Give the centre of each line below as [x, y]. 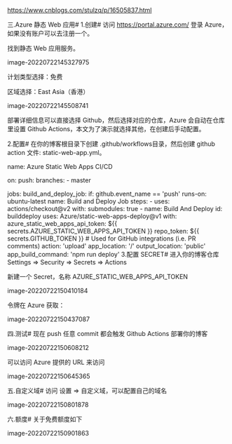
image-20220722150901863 [48, 433]
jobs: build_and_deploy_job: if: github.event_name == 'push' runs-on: [107, 194]
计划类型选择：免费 [35, 77]
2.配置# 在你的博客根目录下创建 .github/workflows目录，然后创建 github [111, 144]
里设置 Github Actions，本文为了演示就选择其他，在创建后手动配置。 [106, 129]
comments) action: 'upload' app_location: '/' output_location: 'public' [107, 246]
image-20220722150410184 [48, 291]
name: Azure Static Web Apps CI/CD [60, 167]
